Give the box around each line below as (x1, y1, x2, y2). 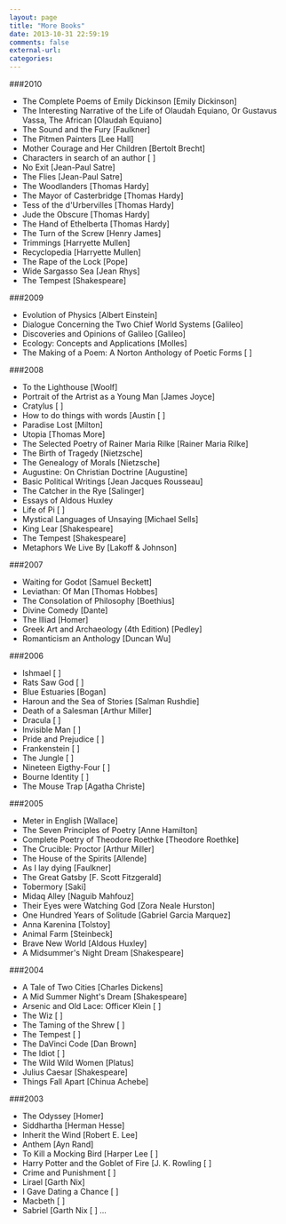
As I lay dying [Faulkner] (21, 862, 112, 873)
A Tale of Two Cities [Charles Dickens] (21, 982, 163, 992)
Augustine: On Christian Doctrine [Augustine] (21, 467, 188, 477)
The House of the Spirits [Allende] (21, 854, 147, 863)
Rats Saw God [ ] (21, 677, 84, 688)
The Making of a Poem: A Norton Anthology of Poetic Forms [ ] (21, 347, 253, 358)
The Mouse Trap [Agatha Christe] (21, 781, 146, 791)
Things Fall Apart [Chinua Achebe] (21, 1077, 149, 1086)
